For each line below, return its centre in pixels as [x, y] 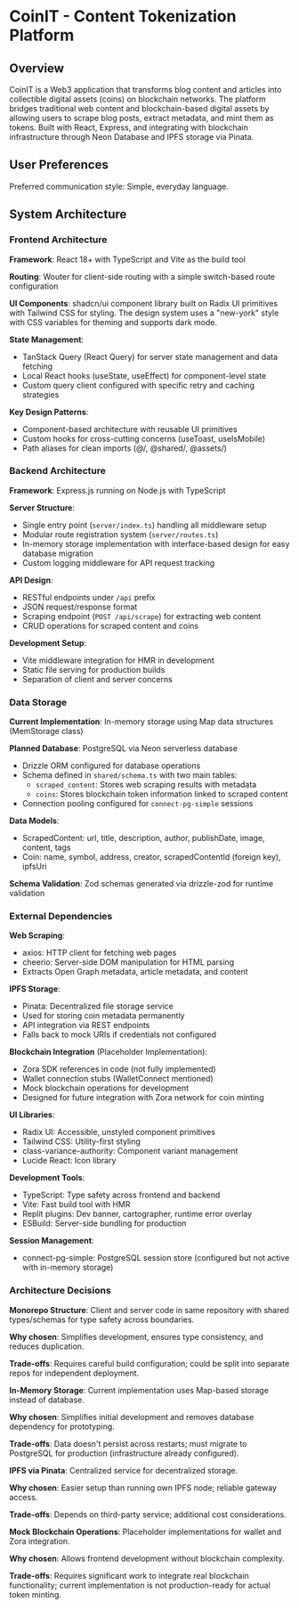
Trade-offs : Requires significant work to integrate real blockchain [129, 1575]
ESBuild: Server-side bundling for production [104, 1223]
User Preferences [59, 165]
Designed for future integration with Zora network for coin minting [143, 1098]
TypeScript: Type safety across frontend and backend [121, 1195]
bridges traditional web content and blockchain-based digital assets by [139, 108]
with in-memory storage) [68, 1268]
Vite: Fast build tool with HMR [76, 1205]
